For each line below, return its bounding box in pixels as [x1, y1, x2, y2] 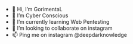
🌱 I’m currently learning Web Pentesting [11, 18, 110, 25]
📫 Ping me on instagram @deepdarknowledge [11, 32, 127, 38]
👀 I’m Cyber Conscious [11, 12, 69, 19]
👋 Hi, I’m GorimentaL [11, 6, 63, 12]
